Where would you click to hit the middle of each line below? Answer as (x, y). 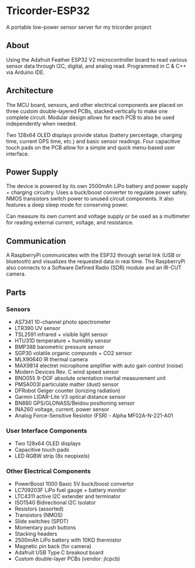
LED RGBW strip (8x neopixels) (52, 456)
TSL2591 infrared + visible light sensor (61, 334)
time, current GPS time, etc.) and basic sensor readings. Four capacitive (93, 141)
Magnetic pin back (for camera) (53, 546)
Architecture (30, 91)
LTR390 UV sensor (37, 328)
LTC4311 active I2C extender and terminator (68, 496)
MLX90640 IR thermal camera (51, 359)
